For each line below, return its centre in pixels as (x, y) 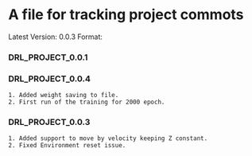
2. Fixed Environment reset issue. (67, 146)
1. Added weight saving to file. (64, 96)
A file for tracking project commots (126, 15)
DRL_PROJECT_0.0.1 (48, 57)
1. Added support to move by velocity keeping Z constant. (108, 138)
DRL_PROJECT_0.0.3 (49, 123)
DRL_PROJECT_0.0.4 (50, 79)
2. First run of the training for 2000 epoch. (87, 102)
